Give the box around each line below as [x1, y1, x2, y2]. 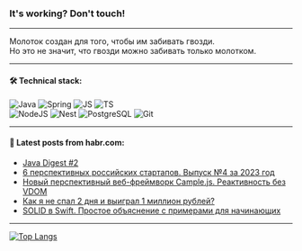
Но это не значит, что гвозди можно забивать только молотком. [9, 46, 257, 57]
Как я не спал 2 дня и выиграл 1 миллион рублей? [22, 195, 216, 206]
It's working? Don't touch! [9, 7, 126, 20]
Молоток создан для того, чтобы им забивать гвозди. [9, 36, 216, 47]
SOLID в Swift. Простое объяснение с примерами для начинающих [22, 205, 281, 216]
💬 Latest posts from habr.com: [9, 138, 125, 148]
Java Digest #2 [22, 157, 79, 168]
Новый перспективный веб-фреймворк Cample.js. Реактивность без [22, 176, 286, 187]
